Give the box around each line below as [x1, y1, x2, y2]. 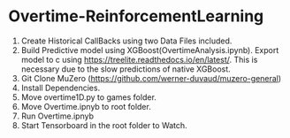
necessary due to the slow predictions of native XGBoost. [20, 64, 231, 74]
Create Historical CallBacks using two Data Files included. [20, 35, 233, 46]
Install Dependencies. [20, 82, 101, 93]
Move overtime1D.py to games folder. [20, 91, 156, 103]
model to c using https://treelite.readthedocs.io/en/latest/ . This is [20, 54, 258, 65]
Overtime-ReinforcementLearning [8, 6, 264, 27]
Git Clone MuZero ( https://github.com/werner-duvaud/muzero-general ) [20, 73, 282, 83]
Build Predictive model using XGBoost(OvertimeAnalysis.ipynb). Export [20, 44, 279, 55]
